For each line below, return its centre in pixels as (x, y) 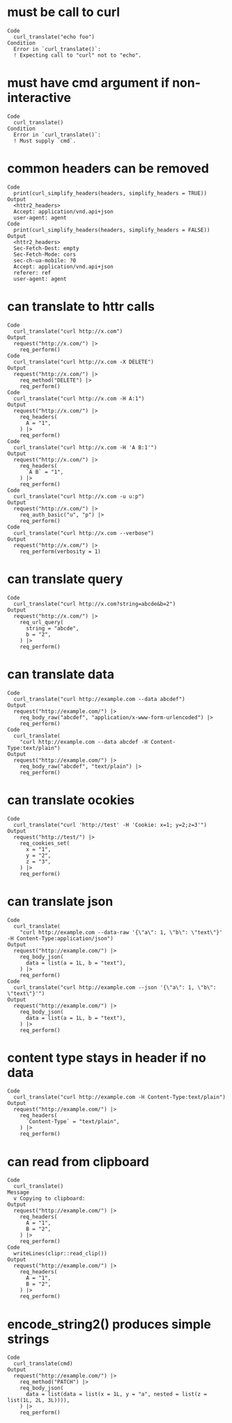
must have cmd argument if (88, 83)
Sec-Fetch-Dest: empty (46, 248)
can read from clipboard (78, 1162)
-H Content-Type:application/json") (60, 938)
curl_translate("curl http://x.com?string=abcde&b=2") (95, 604)
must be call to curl (64, 12)
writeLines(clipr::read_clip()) (61, 1254)
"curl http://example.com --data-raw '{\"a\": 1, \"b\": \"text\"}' (121, 932)
